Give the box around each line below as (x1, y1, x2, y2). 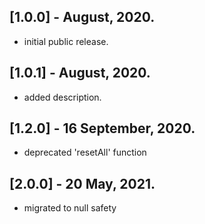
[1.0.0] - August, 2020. (9, 9, 156, 26)
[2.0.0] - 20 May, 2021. (9, 175, 156, 192)
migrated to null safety (23, 202, 117, 214)
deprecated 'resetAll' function (23, 146, 147, 159)
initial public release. (23, 35, 109, 47)
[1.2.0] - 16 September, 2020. (9, 120, 196, 137)
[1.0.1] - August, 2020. (9, 65, 151, 82)
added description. (23, 91, 102, 103)
